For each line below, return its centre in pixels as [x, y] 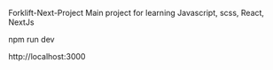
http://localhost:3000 [47, 56]
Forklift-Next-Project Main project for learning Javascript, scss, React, [136, 13]
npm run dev [31, 39]
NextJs [21, 22]
